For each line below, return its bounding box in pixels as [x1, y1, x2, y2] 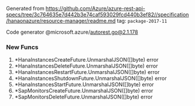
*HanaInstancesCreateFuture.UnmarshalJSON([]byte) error [14, 56, 159, 63]
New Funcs [6, 43, 39, 51]
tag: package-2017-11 [117, 17, 167, 24]
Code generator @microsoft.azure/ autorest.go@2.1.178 [6, 29, 139, 36]
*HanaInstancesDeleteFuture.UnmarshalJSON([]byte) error [14, 62, 158, 69]
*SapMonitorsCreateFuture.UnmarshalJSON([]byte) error [14, 87, 153, 94]
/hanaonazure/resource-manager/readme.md [6, 17, 116, 24]
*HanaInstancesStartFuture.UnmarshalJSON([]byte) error [14, 81, 154, 88]
